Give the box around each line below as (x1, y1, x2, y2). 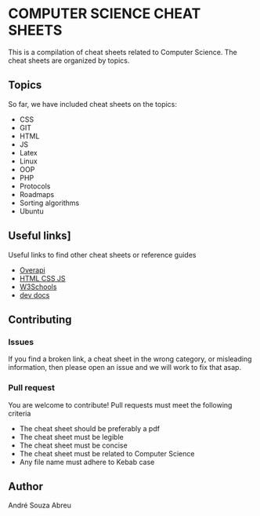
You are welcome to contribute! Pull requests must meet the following (8, 400, 233, 409)
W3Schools (19, 282, 57, 291)
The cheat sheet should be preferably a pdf (19, 423, 161, 433)
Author (8, 480, 43, 493)
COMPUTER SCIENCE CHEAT (8, 5, 201, 23)
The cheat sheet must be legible (19, 432, 124, 441)
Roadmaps (19, 189, 55, 199)
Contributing (8, 313, 72, 326)
